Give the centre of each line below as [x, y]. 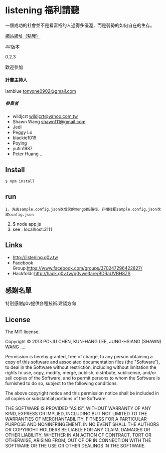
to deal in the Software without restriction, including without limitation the [81, 367]
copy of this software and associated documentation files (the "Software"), [83, 362]
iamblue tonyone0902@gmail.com [41, 91]
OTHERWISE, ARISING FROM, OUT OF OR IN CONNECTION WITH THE [78, 440]
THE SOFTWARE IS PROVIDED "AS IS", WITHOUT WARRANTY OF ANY [78, 408]
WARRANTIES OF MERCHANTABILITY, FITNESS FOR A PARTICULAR [76, 419]
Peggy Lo [22, 133]
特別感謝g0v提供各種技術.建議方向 [41, 303]
